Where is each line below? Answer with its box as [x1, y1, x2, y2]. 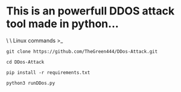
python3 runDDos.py [6, 80, 56, 86]
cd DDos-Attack [6, 59, 45, 65]
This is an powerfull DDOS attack [6, 4, 175, 18]
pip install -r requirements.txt [6, 69, 91, 76]
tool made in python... [6, 17, 119, 31]
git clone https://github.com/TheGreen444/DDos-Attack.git [6, 48, 158, 55]
